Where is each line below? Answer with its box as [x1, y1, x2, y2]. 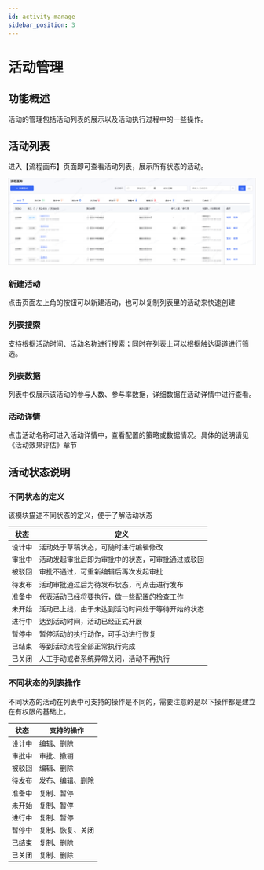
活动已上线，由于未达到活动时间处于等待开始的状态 [38, 604, 204, 614]
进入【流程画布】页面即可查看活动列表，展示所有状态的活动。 [8, 162, 208, 171]
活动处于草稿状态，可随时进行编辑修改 [38, 542, 163, 552]
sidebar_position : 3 [8, 20, 76, 29]
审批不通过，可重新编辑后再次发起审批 [38, 567, 163, 577]
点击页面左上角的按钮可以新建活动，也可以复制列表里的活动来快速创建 [8, 298, 236, 307]
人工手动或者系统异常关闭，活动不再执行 [38, 654, 170, 663]
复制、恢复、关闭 [38, 825, 94, 835]
